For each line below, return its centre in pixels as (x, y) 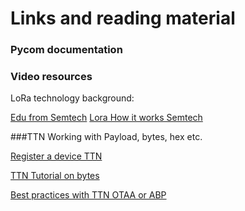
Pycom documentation (66, 50)
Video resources (51, 77)
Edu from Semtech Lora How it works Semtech (106, 118)
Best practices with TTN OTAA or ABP (88, 195)
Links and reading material (123, 18)
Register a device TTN (56, 156)
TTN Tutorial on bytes (55, 176)
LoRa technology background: (72, 98)
